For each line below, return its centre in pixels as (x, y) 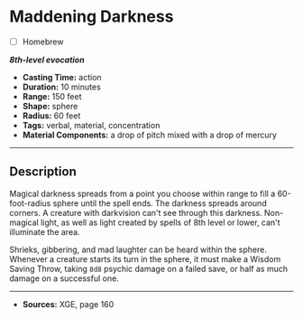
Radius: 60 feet (51, 116)
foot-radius (30, 203)
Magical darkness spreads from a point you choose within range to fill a (142, 193)
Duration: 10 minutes (61, 87)
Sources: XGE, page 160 (68, 304)
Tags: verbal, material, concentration (91, 125)
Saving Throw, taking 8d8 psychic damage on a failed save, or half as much (149, 268)
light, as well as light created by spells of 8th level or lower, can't (161, 222)
